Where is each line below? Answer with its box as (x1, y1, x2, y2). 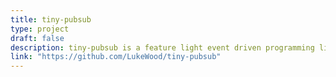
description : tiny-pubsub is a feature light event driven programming (10, 42, 315, 53)
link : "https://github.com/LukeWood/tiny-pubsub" (10, 52, 222, 62)
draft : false (10, 33, 65, 43)
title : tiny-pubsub (10, 14, 92, 25)
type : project (10, 24, 70, 34)
